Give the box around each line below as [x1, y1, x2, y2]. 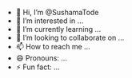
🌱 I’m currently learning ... [15, 25, 102, 33]
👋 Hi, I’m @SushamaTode [15, 8, 99, 17]
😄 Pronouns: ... [15, 53, 68, 63]
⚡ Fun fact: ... [15, 62, 60, 72]
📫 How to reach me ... [15, 42, 90, 51]
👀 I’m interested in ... [15, 16, 84, 25]
